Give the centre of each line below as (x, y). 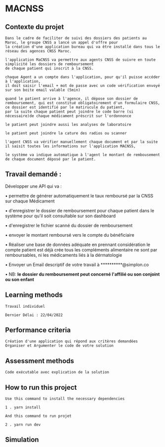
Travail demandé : (33, 174)
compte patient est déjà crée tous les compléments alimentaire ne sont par (81, 249)
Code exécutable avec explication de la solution (57, 372)
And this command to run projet (38, 416)
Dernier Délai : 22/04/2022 (34, 315)
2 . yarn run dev (23, 425)
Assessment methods (40, 361)
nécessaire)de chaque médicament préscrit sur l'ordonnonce (68, 116)
